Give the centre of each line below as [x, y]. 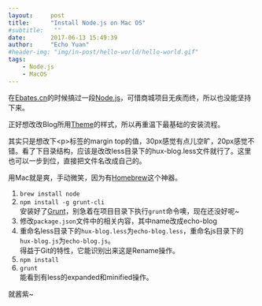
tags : [17, 60]
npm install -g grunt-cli [62, 202]
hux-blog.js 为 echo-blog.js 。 [67, 241]
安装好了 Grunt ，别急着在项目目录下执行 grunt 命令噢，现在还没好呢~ [129, 211]
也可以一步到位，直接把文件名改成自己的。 [77, 160]
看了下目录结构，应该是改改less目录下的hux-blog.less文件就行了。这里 [137, 151]
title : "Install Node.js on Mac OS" [77, 23]
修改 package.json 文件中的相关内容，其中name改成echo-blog [118, 221]
